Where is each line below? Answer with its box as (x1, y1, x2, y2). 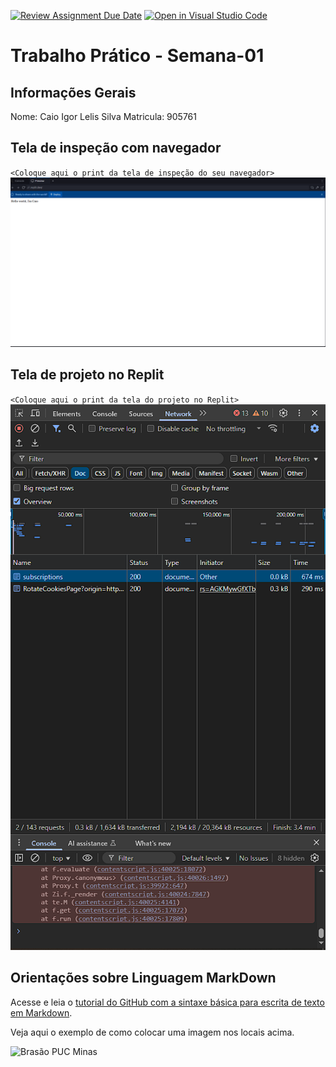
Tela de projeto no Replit (10, 366, 165, 384)
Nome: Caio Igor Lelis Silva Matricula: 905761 (10, 111, 197, 122)
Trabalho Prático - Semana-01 (10, 45, 265, 67)
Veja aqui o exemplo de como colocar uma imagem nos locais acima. (10, 1026, 295, 1038)
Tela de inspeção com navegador (10, 140, 222, 157)
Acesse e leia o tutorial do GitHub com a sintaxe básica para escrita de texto (10, 996, 325, 1008)
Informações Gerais (10, 84, 137, 101)
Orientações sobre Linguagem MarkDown (10, 970, 277, 987)
